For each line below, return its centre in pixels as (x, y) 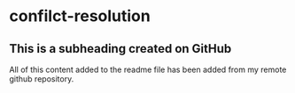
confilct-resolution (80, 16)
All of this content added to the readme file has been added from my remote (148, 69)
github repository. (42, 79)
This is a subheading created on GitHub (120, 49)
